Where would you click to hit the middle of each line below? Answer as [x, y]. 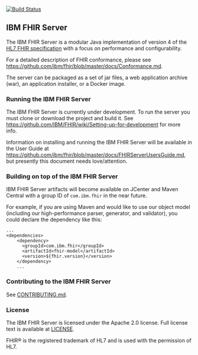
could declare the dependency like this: [54, 220]
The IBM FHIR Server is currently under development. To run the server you [98, 112]
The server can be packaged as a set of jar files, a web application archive [97, 78]
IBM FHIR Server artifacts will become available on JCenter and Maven [92, 189]
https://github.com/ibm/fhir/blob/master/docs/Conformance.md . [85, 66]
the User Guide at [27, 149]
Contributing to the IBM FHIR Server [59, 282]
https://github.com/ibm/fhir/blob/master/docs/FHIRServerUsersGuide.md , [96, 155]
